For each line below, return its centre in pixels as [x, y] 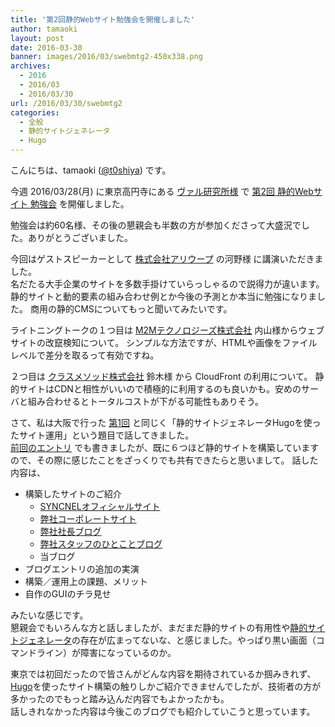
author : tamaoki [44, 29]
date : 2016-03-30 [46, 47]
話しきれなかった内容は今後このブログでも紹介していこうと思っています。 [163, 711]
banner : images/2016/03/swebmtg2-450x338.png [106, 57]
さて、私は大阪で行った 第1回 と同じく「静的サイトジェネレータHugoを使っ [166, 422]
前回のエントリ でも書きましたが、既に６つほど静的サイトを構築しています [165, 447]
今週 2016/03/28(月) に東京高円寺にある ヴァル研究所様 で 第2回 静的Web [162, 191]
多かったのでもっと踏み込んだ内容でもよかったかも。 [120, 699]
